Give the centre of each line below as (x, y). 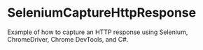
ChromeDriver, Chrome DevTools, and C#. (68, 39)
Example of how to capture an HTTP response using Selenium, (98, 32)
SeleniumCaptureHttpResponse (102, 13)
